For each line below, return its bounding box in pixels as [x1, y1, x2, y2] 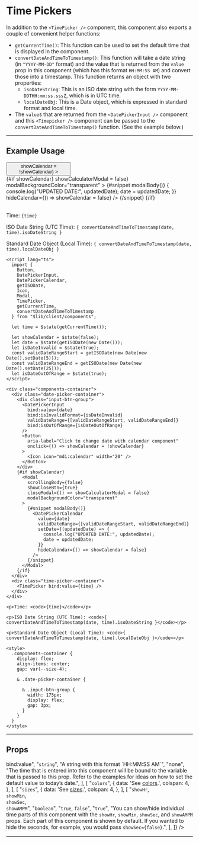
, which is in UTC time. [66, 92, 121, 99]
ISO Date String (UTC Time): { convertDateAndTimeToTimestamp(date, [6, 223, 175, 230]
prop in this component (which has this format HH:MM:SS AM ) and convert [14, 66, 191, 73]
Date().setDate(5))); [6, 355, 60, 361]
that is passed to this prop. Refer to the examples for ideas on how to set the [6, 773, 192, 780]
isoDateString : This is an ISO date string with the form [23, 85, 156, 92]
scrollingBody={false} [27, 479, 84, 485]
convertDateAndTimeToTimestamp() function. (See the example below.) [14, 123, 184, 130]
